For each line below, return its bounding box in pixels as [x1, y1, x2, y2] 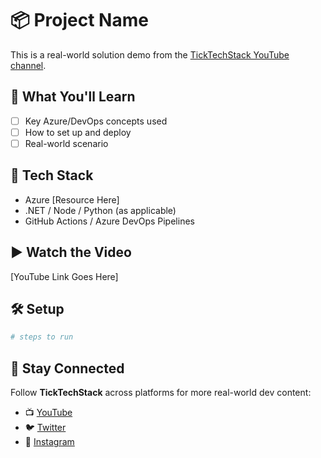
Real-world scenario [24, 137, 109, 149]
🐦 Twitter [24, 422, 67, 434]
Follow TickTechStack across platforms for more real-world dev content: [10, 387, 312, 399]
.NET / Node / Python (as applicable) [24, 204, 177, 216]
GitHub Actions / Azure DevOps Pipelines [24, 215, 195, 227]
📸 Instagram [24, 436, 75, 448]
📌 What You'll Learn [10, 88, 136, 106]
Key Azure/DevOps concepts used [24, 115, 168, 127]
